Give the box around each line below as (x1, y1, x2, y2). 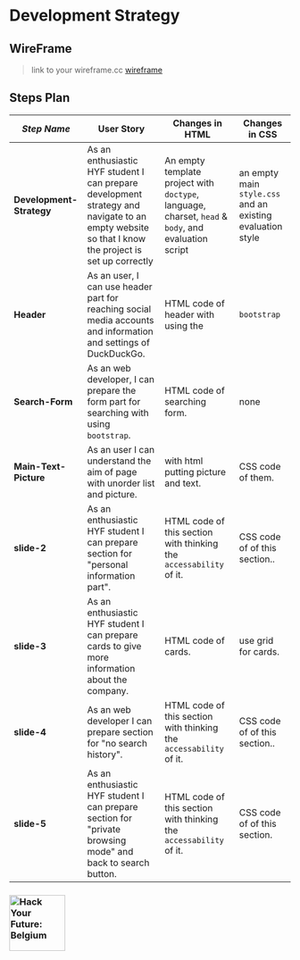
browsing (87, 834, 127, 847)
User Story (97, 122, 146, 135)
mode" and (87, 845, 134, 857)
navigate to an (87, 210, 147, 222)
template (164, 165, 202, 178)
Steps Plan (9, 90, 71, 105)
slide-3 (13, 639, 46, 652)
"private (87, 822, 121, 835)
